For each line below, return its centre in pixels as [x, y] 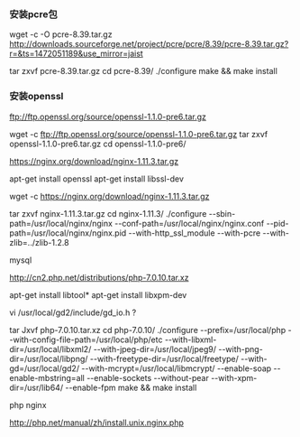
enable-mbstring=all [47, 377]
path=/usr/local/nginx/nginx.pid [68, 233]
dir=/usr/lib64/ [36, 387]
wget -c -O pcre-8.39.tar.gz [61, 34]
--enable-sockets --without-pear [148, 377]
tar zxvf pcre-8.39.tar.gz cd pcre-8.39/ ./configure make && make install [143, 71]
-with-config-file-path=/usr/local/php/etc [86, 339]
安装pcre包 [34, 14]
